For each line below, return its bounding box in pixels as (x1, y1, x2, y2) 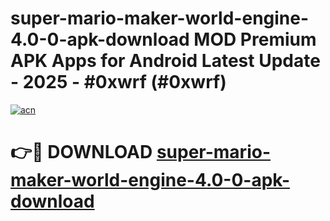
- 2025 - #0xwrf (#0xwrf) (10, 71, 227, 94)
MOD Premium (193, 28, 317, 51)
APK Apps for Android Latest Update (10, 50, 321, 72)
